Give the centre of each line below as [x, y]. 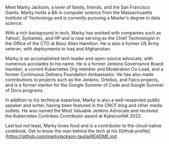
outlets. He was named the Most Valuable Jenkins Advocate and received [81, 110]
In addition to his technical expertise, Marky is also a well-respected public [82, 100]
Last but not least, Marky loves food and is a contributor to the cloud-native [83, 125]
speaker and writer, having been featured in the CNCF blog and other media [84, 105]
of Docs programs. [25, 90]
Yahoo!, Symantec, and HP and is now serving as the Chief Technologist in [82, 38]
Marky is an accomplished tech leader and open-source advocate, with [79, 58]
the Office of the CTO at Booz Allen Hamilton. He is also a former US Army [82, 43]
